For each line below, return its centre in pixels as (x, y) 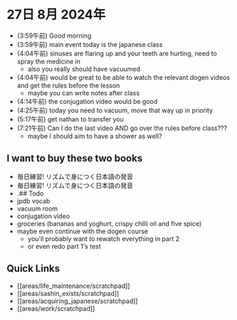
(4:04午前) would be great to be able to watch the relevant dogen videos (123, 77)
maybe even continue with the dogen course (83, 231)
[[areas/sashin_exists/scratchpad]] (68, 293)
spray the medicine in (49, 61)
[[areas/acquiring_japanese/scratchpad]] (77, 301)
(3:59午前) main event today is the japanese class (90, 44)
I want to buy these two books (75, 158)
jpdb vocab (33, 201)
